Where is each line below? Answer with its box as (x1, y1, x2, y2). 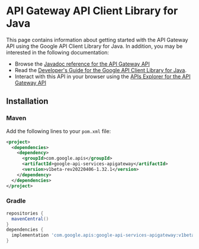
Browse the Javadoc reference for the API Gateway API (14, 60, 150, 67)
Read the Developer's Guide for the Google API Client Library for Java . (14, 66, 187, 73)
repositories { (6, 210, 44, 216)
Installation (6, 96, 49, 106)
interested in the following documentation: (6, 48, 110, 56)
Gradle (6, 197, 26, 205)
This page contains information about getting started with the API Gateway (6, 36, 188, 43)
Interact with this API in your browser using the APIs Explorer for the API (14, 73, 191, 80)
